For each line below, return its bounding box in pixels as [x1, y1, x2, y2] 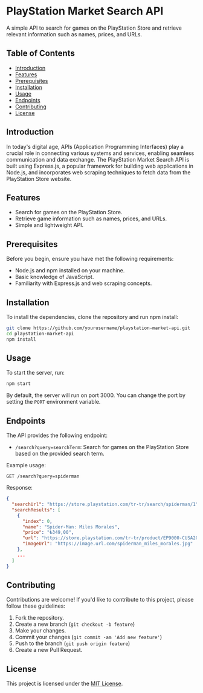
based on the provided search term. [14, 450, 105, 458]
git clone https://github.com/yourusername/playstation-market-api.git [6, 325, 190, 331]
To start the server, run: [6, 369, 65, 376]
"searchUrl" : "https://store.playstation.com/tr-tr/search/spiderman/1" [11, 501, 199, 507]
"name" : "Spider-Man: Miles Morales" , [22, 524, 120, 530]
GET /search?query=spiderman [6, 473, 80, 479]
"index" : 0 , [22, 518, 53, 524]
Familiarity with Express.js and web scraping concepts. [14, 280, 152, 287]
